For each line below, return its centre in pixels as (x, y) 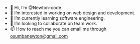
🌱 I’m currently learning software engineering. (57, 18)
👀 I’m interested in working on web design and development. (73, 13)
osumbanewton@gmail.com (39, 36)
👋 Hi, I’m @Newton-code (36, 8)
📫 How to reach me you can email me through (58, 29)
